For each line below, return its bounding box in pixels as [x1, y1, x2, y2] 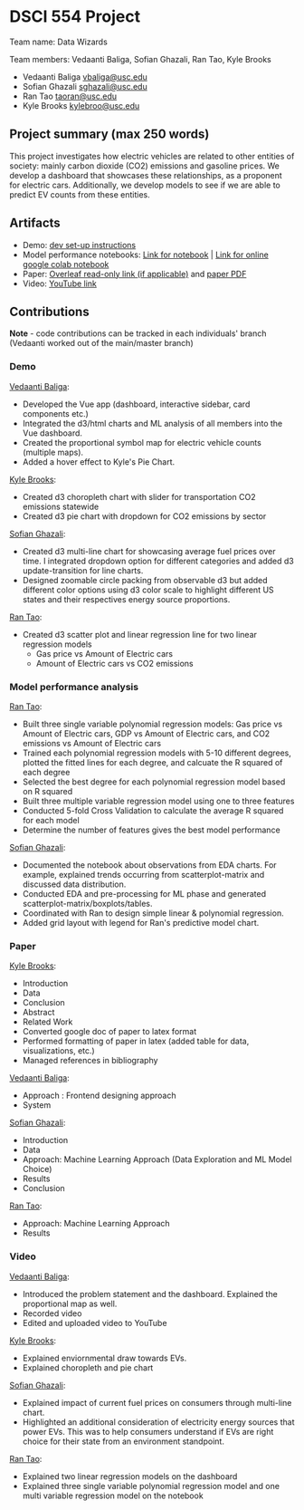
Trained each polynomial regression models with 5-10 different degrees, [22, 747, 292, 758]
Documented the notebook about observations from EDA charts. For [22, 859, 278, 870]
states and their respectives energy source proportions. [22, 593, 231, 604]
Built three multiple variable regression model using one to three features [22, 795, 295, 806]
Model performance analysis [9, 680, 138, 693]
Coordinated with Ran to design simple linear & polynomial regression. [22, 908, 284, 919]
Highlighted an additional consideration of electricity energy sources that [22, 1416, 295, 1428]
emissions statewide [22, 501, 100, 512]
